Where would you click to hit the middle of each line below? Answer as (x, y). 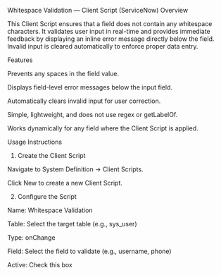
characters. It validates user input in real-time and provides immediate (109, 31)
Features (20, 60)
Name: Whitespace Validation (50, 210)
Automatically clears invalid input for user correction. (84, 101)
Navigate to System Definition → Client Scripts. (75, 169)
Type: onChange (31, 238)
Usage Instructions (34, 142)
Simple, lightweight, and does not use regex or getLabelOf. (93, 115)
